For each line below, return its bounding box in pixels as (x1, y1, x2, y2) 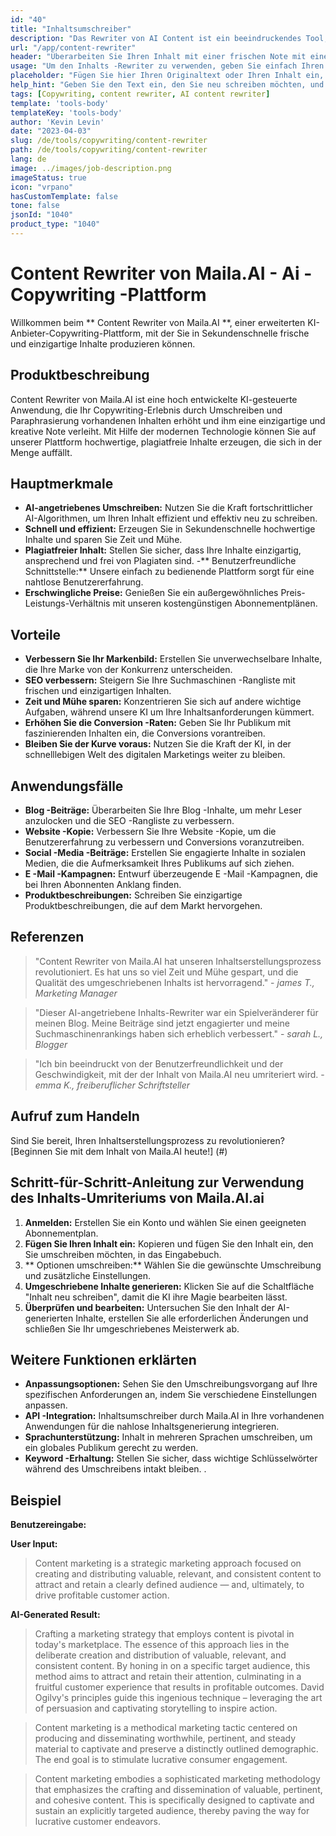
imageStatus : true (10, 172, 87, 183)
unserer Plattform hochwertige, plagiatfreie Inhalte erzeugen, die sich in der (10, 436, 323, 448)
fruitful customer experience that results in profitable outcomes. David (34, 1681, 325, 1693)
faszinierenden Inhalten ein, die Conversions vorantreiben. (24, 727, 266, 740)
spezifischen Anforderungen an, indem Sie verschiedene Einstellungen (24, 1389, 318, 1401)
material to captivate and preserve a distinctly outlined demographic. (34, 1743, 319, 1755)
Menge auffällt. (10, 446, 73, 458)
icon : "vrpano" (10, 182, 74, 192)
